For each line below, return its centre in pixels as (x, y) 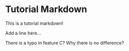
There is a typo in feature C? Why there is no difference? (65, 43)
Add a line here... (23, 33)
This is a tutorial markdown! (34, 23)
